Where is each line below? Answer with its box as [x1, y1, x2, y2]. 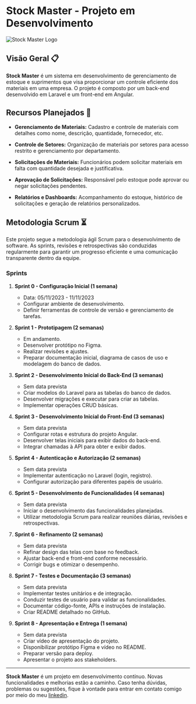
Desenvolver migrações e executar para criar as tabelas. [23, 395, 159, 402]
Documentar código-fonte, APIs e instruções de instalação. [23, 602, 166, 609]
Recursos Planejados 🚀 [6, 108, 92, 118]
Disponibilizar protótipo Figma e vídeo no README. [23, 643, 146, 651]
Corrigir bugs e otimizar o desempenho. [23, 561, 120, 568]
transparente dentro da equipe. [6, 255, 81, 262]
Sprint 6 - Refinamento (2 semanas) [14, 531, 103, 538]
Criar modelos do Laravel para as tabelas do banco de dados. [23, 389, 172, 396]
